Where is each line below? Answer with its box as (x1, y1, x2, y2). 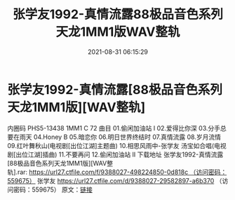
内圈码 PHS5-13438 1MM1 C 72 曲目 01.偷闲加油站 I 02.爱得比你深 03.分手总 (7, 124, 227, 132)
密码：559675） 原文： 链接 (13, 185, 93, 194)
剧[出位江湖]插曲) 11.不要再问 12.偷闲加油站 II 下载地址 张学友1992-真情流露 (7, 150, 224, 159)
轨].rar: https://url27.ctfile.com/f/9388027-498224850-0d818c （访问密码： (7, 168, 227, 176)
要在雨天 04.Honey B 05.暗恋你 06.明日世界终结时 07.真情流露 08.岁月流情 (7, 133, 221, 141)
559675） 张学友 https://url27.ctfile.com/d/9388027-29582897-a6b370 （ (7, 176, 222, 185)
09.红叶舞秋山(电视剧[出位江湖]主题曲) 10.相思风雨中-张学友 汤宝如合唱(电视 (7, 141, 227, 149)
